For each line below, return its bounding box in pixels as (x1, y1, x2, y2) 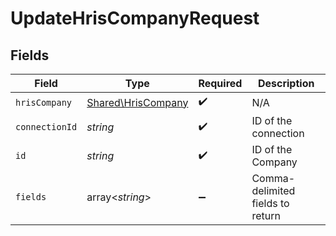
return (251, 209, 281, 222)
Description (257, 77, 315, 90)
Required (198, 77, 243, 90)
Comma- (251, 172, 296, 185)
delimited (251, 184, 296, 197)
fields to (251, 197, 290, 210)
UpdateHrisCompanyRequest (10, 7, 260, 30)
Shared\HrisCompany (86, 95, 189, 109)
